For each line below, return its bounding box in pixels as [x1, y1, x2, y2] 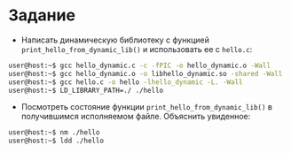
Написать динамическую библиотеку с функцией [20, 34, 210, 45]
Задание [8, 5, 76, 26]
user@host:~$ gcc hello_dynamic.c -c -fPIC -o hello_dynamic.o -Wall [8, 61, 271, 70]
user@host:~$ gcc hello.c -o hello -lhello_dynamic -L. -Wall [8, 77, 243, 87]
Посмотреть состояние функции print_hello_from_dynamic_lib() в [20, 102, 272, 112]
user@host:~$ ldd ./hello [8, 136, 104, 146]
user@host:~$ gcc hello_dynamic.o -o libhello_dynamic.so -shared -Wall [8, 69, 283, 78]
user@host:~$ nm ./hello [8, 128, 100, 137]
